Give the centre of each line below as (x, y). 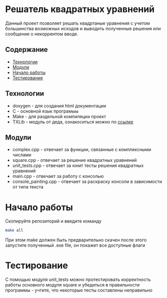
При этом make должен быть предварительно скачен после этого (76, 240)
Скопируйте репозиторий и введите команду (53, 221)
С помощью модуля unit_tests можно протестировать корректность (78, 279)
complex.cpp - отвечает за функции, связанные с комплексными (82, 150)
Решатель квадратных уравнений (80, 9)
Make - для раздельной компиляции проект (59, 116)
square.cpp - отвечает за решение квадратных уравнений (74, 160)
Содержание (27, 49)
